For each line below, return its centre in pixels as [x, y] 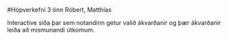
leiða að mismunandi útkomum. [51, 30]
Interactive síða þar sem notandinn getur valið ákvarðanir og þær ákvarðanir [114, 23]
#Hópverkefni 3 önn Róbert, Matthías [59, 10]
